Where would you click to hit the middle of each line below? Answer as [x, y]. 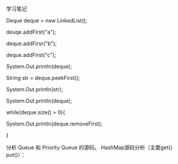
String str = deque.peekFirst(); [43, 78]
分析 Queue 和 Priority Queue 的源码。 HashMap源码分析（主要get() [89, 147]
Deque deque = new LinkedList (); [47, 20]
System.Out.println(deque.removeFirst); [54, 124]
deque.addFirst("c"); [31, 55]
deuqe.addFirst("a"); [31, 32]
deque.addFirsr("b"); [32, 44]
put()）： [16, 155]
